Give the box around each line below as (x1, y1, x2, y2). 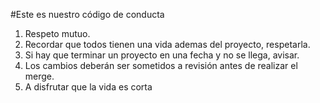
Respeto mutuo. (24, 28, 91, 39)
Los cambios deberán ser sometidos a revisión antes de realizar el (24, 60, 298, 71)
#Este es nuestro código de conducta (10, 9, 165, 20)
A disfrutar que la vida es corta (24, 81, 153, 93)
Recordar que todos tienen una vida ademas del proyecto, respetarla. (24, 39, 311, 50)
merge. (24, 70, 55, 82)
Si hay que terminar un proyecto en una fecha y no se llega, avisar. (24, 49, 300, 61)
